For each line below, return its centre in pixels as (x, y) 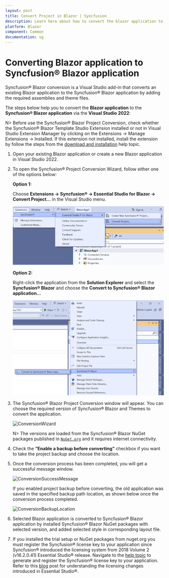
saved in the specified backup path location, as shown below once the (86, 493)
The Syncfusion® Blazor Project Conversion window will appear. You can (88, 403)
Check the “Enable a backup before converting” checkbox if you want (86, 448)
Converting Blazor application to (74, 63)
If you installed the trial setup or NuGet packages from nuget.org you (84, 539)
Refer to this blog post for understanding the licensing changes (78, 565)
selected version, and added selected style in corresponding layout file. (87, 529)
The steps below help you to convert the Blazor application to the (73, 108)
